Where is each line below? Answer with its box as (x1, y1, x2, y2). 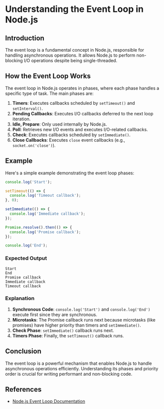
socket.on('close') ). (12, 142, 56, 148)
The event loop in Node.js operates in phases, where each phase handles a (5, 85, 160, 91)
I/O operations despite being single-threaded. (24, 58, 118, 63)
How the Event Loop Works (5, 72, 91, 81)
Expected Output (5, 255, 47, 262)
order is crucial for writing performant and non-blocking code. (5, 371, 133, 377)
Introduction (5, 34, 45, 42)
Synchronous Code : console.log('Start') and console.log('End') (12, 306, 151, 312)
